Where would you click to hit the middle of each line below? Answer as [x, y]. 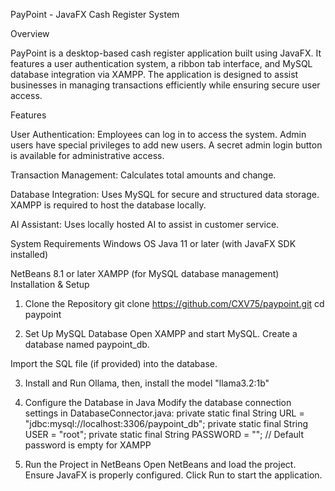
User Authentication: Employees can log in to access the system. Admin [158, 134]
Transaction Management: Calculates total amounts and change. [143, 175]
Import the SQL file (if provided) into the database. [114, 363]
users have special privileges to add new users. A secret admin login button [166, 145]
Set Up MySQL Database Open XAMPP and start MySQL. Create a [161, 333]
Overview [30, 33]
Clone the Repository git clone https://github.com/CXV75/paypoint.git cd [174, 303]
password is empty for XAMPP [88, 445]
